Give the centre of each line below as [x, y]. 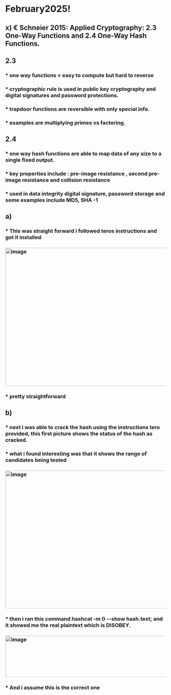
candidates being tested [36, 460]
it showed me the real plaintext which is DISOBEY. [68, 625]
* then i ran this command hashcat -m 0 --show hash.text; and [84, 619]
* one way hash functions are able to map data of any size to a [83, 153]
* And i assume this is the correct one [53, 687]
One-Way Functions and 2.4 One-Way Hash [76, 35]
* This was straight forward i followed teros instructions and [81, 231]
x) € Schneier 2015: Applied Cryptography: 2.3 [81, 28]
